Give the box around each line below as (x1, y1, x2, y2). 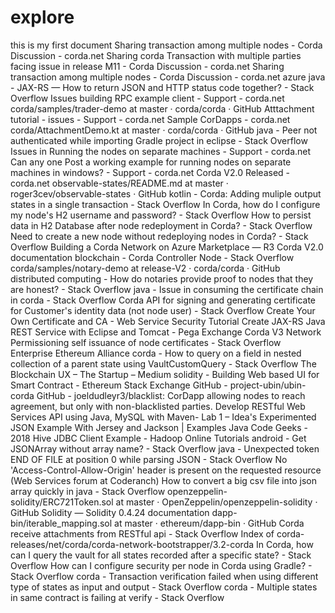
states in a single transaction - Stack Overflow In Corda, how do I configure (10, 198, 321, 210)
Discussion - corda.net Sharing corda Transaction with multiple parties (10, 49, 302, 61)
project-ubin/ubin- (229, 379, 307, 391)
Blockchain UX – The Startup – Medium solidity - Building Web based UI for (10, 368, 320, 380)
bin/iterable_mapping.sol (10, 517, 113, 529)
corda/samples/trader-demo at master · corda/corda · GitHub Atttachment (10, 102, 315, 115)
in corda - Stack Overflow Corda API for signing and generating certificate (10, 294, 316, 306)
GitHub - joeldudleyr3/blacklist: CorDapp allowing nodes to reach (36, 389, 306, 401)
